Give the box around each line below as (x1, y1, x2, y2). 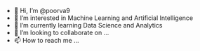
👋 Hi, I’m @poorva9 (13, 7, 70, 14)
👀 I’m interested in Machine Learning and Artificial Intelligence (13, 14, 194, 22)
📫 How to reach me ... (13, 37, 79, 44)
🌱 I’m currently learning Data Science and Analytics (13, 21, 163, 29)
